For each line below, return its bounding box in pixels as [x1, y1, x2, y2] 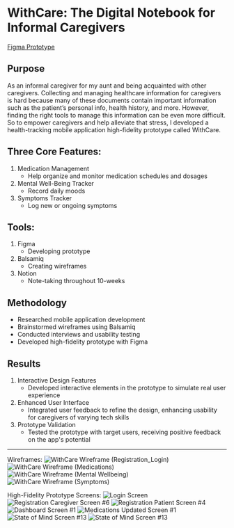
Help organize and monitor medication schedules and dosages [27, 172, 208, 180]
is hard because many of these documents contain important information [7, 96, 217, 104]
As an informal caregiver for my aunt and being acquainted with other [7, 81, 207, 90]
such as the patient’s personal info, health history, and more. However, [7, 103, 210, 112]
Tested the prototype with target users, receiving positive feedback [27, 428, 221, 436]
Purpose [7, 63, 45, 74]
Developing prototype [27, 247, 91, 255]
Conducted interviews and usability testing [17, 330, 141, 339]
